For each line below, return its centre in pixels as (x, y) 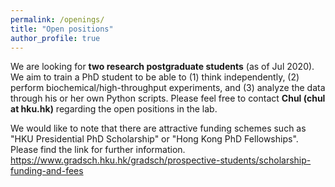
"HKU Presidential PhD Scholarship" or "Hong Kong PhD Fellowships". (154, 139)
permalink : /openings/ (57, 19)
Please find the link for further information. (98, 150)
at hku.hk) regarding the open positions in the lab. (114, 109)
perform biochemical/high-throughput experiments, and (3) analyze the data (168, 88)
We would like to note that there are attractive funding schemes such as (158, 128)
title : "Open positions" (62, 29)
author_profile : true (55, 38)
